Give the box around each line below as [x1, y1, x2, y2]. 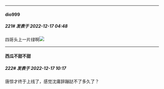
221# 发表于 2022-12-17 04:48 [5, 23, 68, 29]
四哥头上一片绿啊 [5, 36, 40, 42]
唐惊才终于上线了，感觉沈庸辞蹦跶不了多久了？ [5, 79, 99, 85]
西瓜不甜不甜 [5, 53, 31, 59]
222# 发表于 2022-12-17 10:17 [5, 65, 66, 71]
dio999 [5, 11, 20, 17]
